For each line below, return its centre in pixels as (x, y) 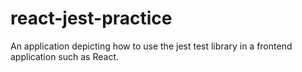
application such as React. (65, 56)
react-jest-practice (91, 18)
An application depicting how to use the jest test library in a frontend (151, 46)
